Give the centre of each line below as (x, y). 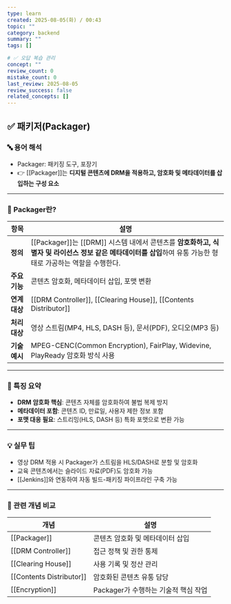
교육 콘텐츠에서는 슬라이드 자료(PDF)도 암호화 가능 (85, 471)
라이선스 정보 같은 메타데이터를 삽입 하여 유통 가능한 (132, 253)
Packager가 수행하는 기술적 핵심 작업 (150, 590)
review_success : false (40, 90)
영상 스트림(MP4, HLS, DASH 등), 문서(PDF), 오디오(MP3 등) (125, 328)
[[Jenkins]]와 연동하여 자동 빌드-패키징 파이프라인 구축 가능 (97, 479)
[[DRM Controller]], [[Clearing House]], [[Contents (112, 300)
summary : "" (24, 39)
